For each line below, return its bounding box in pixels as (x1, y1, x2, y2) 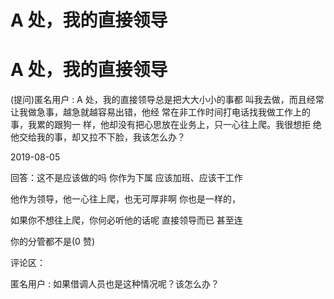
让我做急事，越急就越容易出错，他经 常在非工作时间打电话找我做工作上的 (10, 106, 311, 118)
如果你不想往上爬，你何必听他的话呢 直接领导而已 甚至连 (10, 214, 243, 226)
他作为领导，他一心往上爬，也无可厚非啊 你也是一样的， (10, 193, 241, 205)
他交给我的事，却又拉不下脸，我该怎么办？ (10, 131, 186, 143)
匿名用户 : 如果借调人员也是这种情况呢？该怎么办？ (10, 278, 220, 290)
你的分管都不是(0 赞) (10, 236, 95, 248)
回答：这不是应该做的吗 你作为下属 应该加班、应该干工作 (10, 172, 243, 184)
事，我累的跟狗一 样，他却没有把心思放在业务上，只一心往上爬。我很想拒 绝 (10, 119, 322, 131)
